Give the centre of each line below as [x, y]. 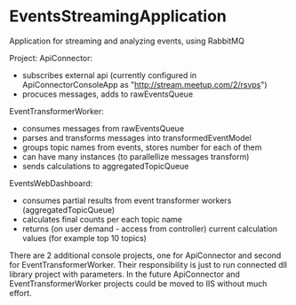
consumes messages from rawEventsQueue [103, 128]
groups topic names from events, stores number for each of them [142, 147]
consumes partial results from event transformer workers [127, 200]
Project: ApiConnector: [51, 58]
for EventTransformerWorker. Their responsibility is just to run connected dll [148, 264]
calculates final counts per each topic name [102, 219]
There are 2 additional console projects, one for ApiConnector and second [145, 255]
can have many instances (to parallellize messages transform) [136, 156]
